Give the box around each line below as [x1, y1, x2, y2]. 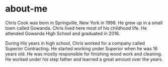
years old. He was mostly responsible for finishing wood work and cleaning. [5, 51, 162, 57]
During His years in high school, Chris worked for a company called [5, 40, 145, 46]
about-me [5, 3, 48, 15]
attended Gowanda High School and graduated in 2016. [5, 30, 120, 36]
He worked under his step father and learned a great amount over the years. [5, 56, 163, 62]
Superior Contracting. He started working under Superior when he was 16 [5, 45, 158, 51]
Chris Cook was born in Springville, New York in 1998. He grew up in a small [5, 20, 163, 26]
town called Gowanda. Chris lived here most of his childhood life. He [5, 25, 147, 31]
